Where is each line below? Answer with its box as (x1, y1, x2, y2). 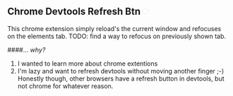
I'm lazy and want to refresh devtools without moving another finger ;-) (17, 66, 225, 75)
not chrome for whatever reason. (17, 81, 114, 90)
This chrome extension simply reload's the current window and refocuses (7, 24, 222, 32)
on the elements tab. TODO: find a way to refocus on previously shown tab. (7, 32, 226, 40)
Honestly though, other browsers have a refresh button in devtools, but (17, 74, 225, 83)
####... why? (7, 45, 46, 54)
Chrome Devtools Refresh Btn (7, 6, 141, 18)
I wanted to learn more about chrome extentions (17, 59, 158, 68)
